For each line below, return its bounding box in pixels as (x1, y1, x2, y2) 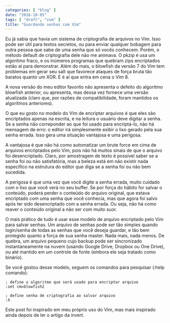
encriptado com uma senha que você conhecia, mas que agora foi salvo (5, 195, 158, 201)
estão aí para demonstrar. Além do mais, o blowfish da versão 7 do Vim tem (5, 63, 165, 69)
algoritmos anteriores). (5, 100, 54, 107)
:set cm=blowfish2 (5, 284, 45, 290)
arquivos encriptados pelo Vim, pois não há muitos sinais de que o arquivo (5, 147, 162, 154)
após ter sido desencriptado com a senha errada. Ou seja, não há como (5, 201, 157, 207)
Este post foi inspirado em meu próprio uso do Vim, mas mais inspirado (5, 307, 156, 313)
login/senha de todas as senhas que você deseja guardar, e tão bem (5, 227, 150, 233)
